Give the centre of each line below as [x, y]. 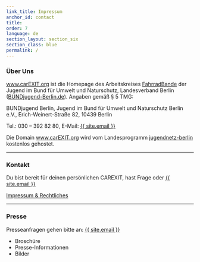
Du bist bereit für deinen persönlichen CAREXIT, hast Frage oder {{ [88, 178]
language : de [22, 34]
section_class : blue [32, 45]
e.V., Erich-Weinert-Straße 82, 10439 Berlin [59, 115]
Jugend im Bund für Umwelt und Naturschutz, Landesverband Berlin [90, 90]
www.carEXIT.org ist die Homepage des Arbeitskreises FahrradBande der [96, 84]
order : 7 [17, 28]
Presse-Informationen [42, 247]
